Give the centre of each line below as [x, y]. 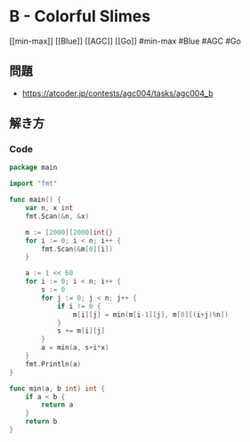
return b [41, 422]
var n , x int [49, 208]
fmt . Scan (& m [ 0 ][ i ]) [77, 249]
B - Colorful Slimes [80, 16]
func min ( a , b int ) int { [57, 389]
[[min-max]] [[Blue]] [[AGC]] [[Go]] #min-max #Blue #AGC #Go [125, 41]
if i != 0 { [79, 306]
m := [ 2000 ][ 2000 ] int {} [69, 232]
